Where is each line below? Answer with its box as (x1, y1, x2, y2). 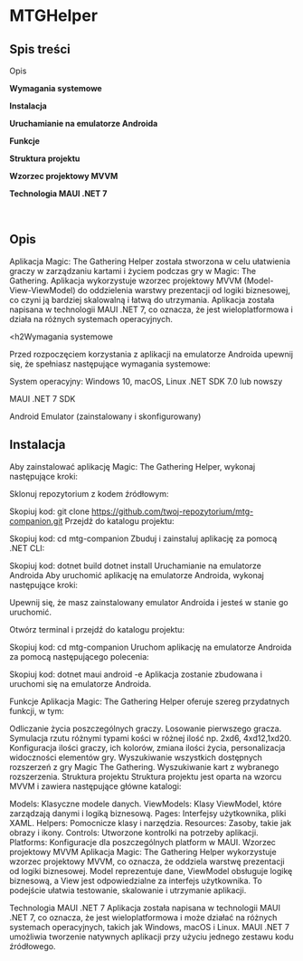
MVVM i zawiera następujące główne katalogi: (9, 780, 182, 792)
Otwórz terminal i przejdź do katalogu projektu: (9, 623, 185, 634)
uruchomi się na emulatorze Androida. (9, 678, 152, 689)
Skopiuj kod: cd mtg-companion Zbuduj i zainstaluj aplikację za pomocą (9, 533, 278, 544)
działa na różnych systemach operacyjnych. (9, 313, 174, 324)
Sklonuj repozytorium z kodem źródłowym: (9, 488, 169, 499)
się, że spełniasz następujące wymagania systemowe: (9, 358, 211, 369)
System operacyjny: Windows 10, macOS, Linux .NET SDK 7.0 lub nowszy (9, 376, 283, 386)
